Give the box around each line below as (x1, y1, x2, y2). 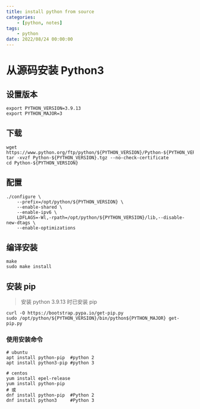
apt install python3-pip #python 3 (6, 360, 95, 366)
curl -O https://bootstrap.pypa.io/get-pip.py (6, 310, 124, 316)
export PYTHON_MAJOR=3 (6, 111, 62, 117)
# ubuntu (6, 349, 28, 355)
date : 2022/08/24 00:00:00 (6, 36, 73, 42)
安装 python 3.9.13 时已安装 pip (20, 298, 97, 306)
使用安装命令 (6, 335, 43, 344)
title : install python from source (6, 8, 95, 15)
